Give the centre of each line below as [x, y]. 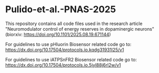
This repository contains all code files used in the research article [74, 23]
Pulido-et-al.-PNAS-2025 [61, 9]
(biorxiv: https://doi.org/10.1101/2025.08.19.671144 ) [58, 34]
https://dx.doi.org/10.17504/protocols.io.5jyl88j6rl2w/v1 [63, 65]
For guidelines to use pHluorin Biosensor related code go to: [68, 44]
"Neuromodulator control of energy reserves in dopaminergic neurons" [80, 29]
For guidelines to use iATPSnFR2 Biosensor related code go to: [71, 59]
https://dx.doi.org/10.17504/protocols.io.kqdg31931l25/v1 [65, 50]
